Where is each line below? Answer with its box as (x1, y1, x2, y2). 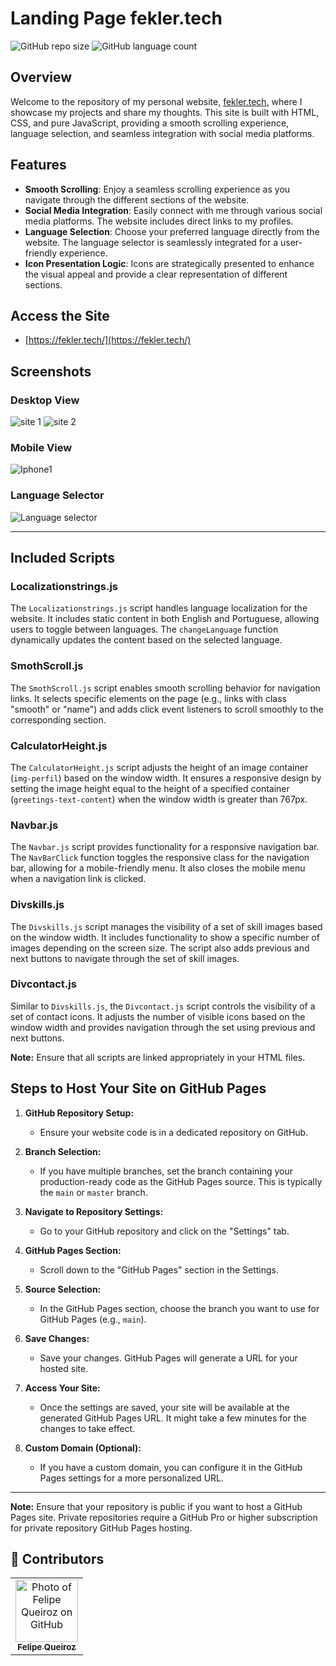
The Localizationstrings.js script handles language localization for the (10, 602, 308, 614)
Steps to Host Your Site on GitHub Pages (10, 1080, 267, 1097)
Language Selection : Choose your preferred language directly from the (24, 225, 320, 237)
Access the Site (10, 307, 110, 324)
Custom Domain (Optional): (24, 1442, 142, 1454)
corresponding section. (10, 713, 107, 726)
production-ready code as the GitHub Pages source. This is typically (39, 1175, 323, 1187)
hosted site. (39, 1362, 89, 1374)
